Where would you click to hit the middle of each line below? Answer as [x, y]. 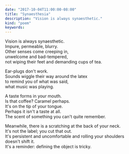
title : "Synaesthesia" [28, 14]
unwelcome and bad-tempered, [36, 57]
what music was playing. [29, 87]
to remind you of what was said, [37, 82]
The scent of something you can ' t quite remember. [56, 117]
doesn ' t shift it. [20, 141]
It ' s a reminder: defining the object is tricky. [48, 147]
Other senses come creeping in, [37, 52]
